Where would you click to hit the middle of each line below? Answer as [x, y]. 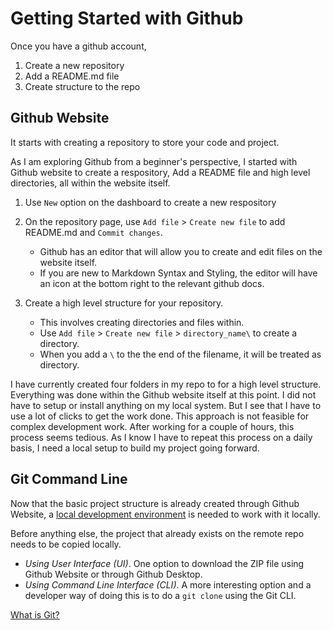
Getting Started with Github [127, 18]
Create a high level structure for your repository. [124, 303]
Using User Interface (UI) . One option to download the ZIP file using [164, 563]
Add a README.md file [72, 76]
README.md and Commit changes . [93, 232]
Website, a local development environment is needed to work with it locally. [165, 514]
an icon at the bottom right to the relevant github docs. [152, 283]
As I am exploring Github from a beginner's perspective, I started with [154, 161]
